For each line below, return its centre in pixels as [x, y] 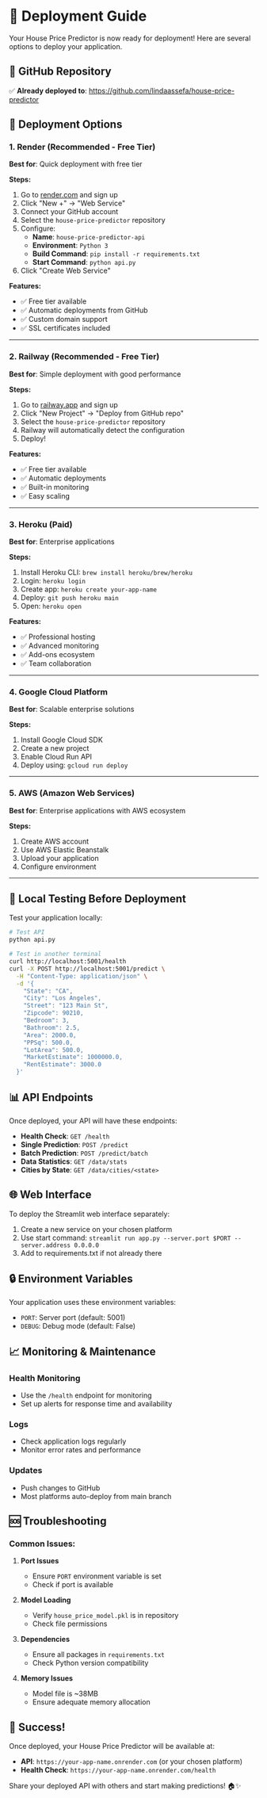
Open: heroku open [51, 606]
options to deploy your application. [66, 46]
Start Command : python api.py [84, 262]
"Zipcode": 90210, [53, 1013]
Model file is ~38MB [65, 1694]
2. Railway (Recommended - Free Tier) [84, 357]
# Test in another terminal [55, 954]
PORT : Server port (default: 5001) [73, 1317]
